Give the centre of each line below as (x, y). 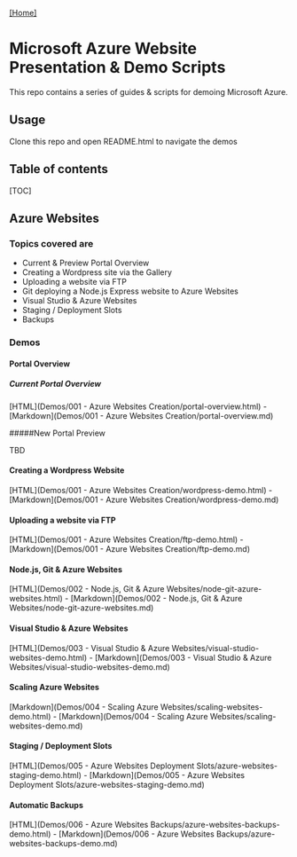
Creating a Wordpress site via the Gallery (97, 272)
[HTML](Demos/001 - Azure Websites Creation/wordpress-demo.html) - (141, 490)
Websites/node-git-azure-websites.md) (82, 608)
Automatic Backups (47, 805)
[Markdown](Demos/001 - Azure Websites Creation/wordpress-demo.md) (144, 499)
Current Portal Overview (55, 384)
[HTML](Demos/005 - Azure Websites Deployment (102, 766)
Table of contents (59, 169)
